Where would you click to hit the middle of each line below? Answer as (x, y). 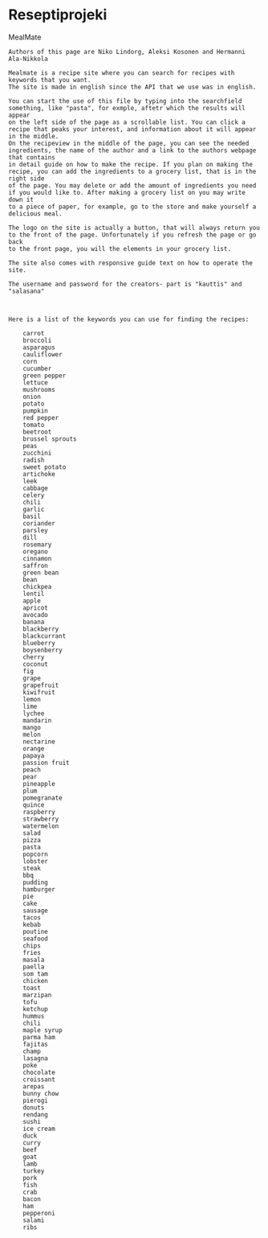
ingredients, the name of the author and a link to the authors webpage (132, 150)
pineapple (39, 784)
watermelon (41, 826)
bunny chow (41, 1093)
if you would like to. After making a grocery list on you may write (127, 192)
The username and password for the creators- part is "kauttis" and (125, 284)
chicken (35, 981)
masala (34, 960)
